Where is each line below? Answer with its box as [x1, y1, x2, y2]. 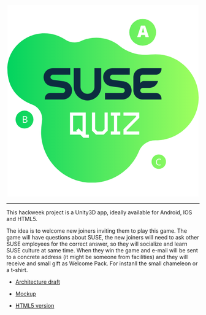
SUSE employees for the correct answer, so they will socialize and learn [6, 240, 188, 247]
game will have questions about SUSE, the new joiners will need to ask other [6, 234, 199, 241]
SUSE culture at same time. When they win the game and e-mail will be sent [6, 247, 198, 254]
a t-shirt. [6, 266, 28, 273]
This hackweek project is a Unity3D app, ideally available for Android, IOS [6, 209, 193, 216]
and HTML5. [6, 216, 38, 222]
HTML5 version [15, 302, 55, 309]
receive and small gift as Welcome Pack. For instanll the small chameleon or [6, 260, 198, 267]
